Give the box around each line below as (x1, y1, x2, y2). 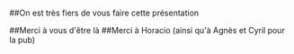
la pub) (9, 34, 36, 45)
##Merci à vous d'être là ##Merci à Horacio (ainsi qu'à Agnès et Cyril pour (9, 25, 285, 35)
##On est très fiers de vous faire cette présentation (9, 7, 200, 18)
